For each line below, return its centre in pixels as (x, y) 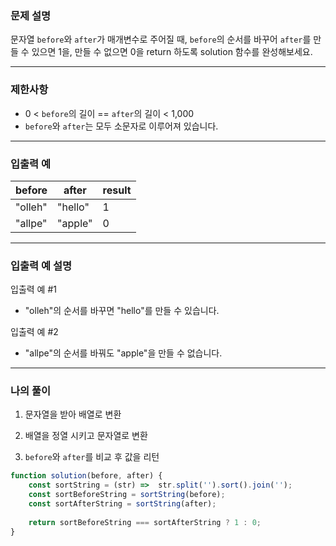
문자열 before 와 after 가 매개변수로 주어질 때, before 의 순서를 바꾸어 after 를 (161, 39)
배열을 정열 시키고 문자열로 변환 (86, 436)
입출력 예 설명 (41, 265)
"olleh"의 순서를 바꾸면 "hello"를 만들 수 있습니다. (122, 311)
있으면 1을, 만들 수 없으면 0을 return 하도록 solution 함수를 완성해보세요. (172, 52)
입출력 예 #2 (34, 332)
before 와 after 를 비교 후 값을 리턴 (92, 457)
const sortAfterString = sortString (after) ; (122, 504)
